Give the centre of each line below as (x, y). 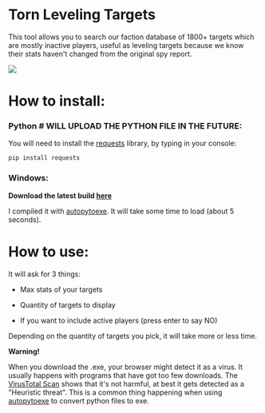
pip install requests (44, 158)
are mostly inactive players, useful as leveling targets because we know (126, 45)
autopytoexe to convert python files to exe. (79, 400)
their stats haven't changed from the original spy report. (100, 54)
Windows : (29, 178)
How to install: (57, 101)
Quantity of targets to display (67, 304)
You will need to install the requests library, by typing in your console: (123, 143)
